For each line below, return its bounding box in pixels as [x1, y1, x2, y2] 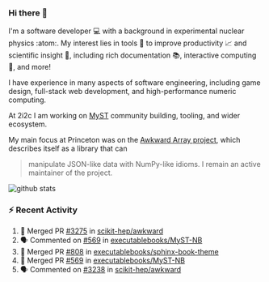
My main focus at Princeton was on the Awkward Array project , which [8, 135, 241, 145]
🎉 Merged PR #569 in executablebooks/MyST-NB [19, 255, 186, 265]
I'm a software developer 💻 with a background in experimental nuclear [8, 26, 245, 36]
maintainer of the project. [27, 168, 113, 177]
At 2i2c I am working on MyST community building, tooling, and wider [8, 111, 241, 121]
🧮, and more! [8, 62, 51, 72]
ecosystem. [8, 119, 48, 129]
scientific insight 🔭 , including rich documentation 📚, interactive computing [8, 50, 257, 60]
